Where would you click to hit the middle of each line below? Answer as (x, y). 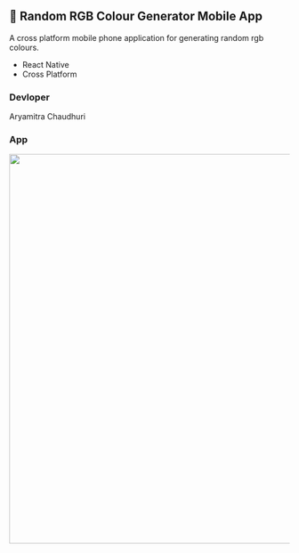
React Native (45, 64)
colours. (24, 47)
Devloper (30, 97)
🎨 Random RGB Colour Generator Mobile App (136, 16)
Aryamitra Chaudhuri (48, 117)
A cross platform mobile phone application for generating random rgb (137, 37)
